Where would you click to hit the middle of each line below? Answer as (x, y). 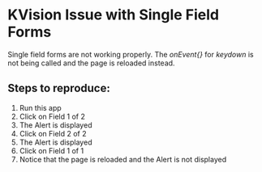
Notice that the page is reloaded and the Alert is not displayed (123, 159)
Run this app (40, 107)
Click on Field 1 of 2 (52, 116)
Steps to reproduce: (59, 88)
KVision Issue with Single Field (114, 15)
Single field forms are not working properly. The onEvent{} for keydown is (131, 54)
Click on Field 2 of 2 (53, 133)
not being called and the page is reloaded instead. (91, 63)
